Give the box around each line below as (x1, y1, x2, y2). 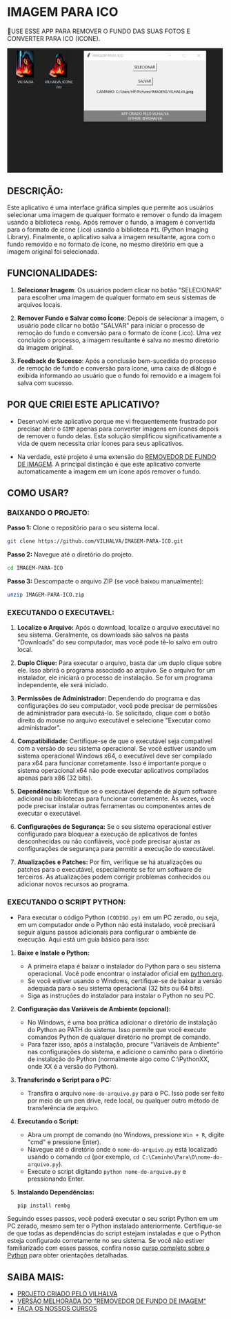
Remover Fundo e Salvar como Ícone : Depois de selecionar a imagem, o (17, 314, 224, 322)
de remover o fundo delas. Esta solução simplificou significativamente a (17, 431, 222, 440)
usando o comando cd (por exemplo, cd (27, 1152, 140, 1161)
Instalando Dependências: (17, 1188, 94, 1196)
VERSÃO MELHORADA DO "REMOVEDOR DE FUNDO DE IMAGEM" (17, 1297, 207, 1305)
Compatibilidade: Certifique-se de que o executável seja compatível (17, 737, 212, 745)
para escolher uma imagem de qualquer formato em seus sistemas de (17, 293, 217, 301)
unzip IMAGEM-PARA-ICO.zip (7, 592, 85, 599)
